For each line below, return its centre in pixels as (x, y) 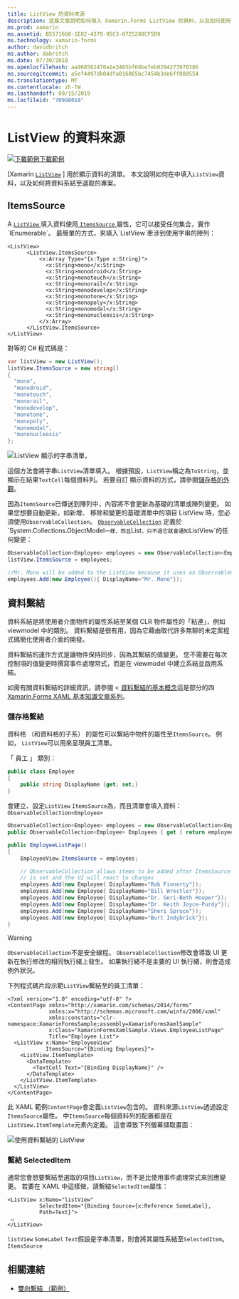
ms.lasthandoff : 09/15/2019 (49, 93)
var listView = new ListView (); (55, 361)
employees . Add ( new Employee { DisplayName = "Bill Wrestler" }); (112, 891)
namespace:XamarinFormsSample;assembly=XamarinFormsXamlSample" (105, 1024)
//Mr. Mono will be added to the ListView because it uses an (101, 572)
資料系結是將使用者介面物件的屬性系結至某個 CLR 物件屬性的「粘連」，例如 (117, 622)
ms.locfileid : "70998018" (46, 101)
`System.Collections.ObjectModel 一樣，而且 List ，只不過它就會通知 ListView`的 (115, 531)
